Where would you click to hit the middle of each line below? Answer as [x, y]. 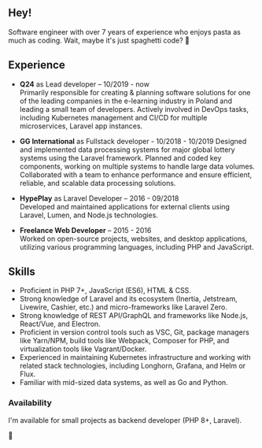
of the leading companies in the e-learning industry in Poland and [125, 101]
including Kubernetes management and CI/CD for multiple [113, 117]
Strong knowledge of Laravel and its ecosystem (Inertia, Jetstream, [128, 299]
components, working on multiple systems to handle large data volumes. [137, 166]
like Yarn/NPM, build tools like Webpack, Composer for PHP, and [124, 341]
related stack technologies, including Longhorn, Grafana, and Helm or [133, 366]
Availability [30, 403]
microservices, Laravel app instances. [81, 126]
